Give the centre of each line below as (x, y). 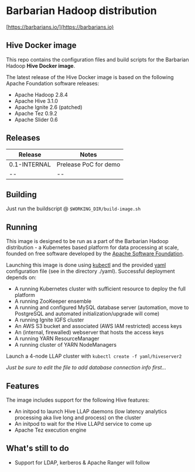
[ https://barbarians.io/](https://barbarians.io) (60, 27)
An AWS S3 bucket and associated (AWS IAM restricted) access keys (98, 326)
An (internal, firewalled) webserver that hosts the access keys (89, 333)
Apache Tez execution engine (50, 430)
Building (21, 194)
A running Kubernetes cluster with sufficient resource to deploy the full (100, 289)
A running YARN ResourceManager (57, 338)
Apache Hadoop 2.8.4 (41, 94)
